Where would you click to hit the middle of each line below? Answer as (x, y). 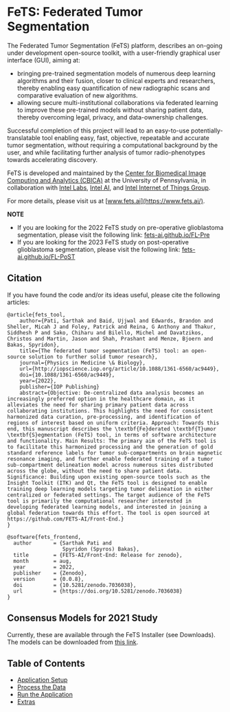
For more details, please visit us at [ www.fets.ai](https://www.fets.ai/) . (106, 200)
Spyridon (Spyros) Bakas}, (101, 549)
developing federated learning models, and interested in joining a (107, 507)
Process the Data (42, 687)
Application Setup (42, 680)
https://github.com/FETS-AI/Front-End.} (66, 519)
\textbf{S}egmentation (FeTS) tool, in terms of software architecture (112, 435)
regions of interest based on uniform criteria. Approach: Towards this (113, 423)
